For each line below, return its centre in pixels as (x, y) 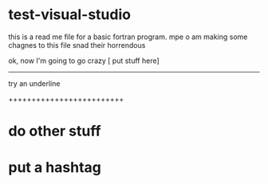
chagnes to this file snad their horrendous (77, 45)
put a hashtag (55, 168)
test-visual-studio (70, 15)
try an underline (34, 83)
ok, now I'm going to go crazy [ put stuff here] (84, 61)
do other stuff (55, 131)
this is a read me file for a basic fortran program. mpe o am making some (128, 37)
